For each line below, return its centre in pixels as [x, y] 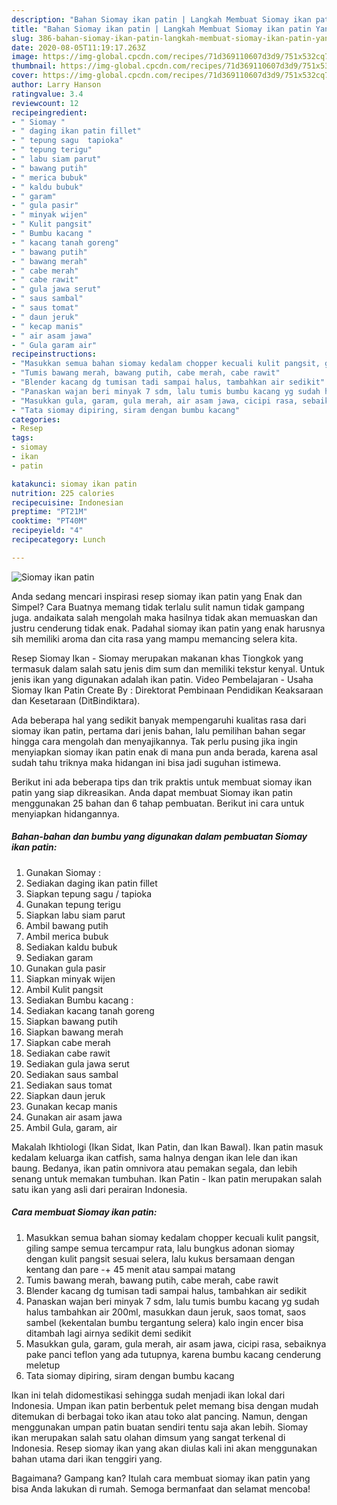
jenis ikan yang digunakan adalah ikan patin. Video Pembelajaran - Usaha [162, 679]
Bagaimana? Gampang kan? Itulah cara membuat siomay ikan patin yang [161, 1478]
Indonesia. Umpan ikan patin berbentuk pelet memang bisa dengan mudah [165, 1405]
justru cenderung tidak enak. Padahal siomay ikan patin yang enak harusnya [168, 628]
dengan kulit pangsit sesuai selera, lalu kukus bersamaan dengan [160, 1258]
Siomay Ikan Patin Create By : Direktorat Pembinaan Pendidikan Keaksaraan [167, 690]
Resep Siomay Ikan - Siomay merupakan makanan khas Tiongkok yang [157, 658]
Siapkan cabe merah [68, 1042]
